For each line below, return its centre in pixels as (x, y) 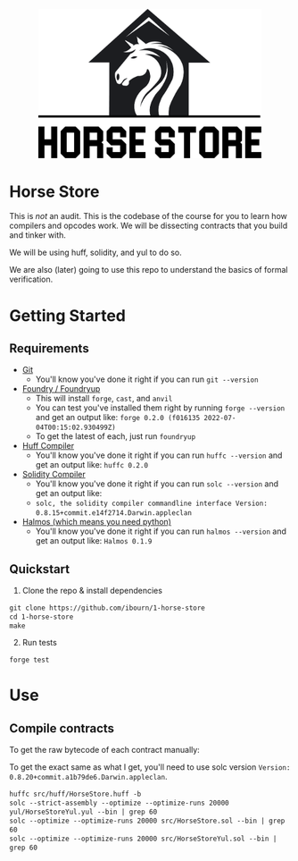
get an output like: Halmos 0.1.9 (94, 541)
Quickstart (40, 569)
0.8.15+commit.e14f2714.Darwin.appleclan (113, 513)
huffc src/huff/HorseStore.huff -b (75, 794)
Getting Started (68, 315)
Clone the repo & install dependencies (92, 591)
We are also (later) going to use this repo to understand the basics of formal (149, 270)
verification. (31, 279)
